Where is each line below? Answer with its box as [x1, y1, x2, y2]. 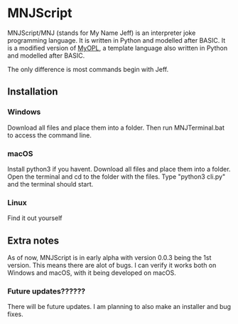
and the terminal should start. [7, 179, 94, 188]
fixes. [7, 310, 23, 318]
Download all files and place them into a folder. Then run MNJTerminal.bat [7, 123, 225, 132]
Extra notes [7, 234, 60, 246]
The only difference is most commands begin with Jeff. [7, 65, 169, 73]
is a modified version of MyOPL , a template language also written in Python [7, 43, 228, 52]
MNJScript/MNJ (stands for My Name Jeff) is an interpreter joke [7, 28, 196, 37]
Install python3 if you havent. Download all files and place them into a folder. [7, 164, 231, 173]
